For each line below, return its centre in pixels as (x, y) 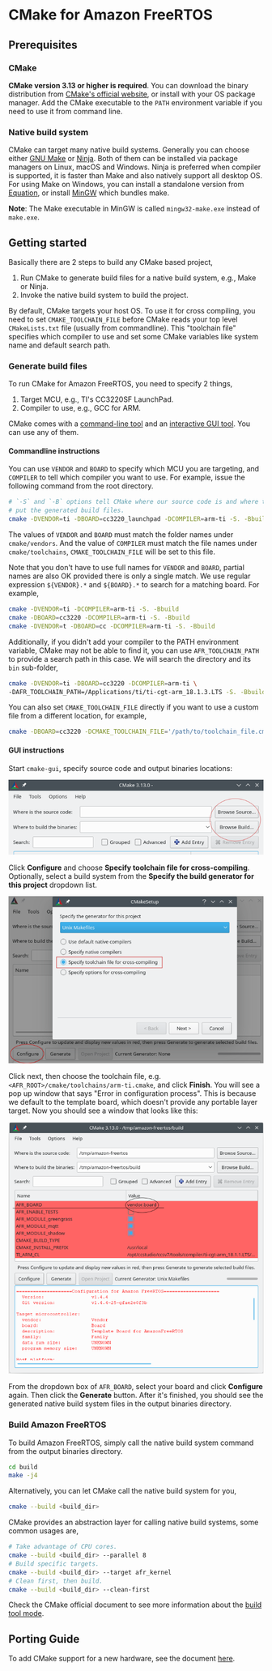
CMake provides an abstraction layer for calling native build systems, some (134, 1522)
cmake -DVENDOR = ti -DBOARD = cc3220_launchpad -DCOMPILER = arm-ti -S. (125, 519)
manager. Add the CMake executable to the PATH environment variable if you (136, 102)
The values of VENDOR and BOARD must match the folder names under (121, 535)
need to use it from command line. (66, 111)
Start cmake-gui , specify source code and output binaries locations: (121, 768)
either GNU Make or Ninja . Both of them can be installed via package (123, 159)
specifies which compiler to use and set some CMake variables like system (134, 336)
